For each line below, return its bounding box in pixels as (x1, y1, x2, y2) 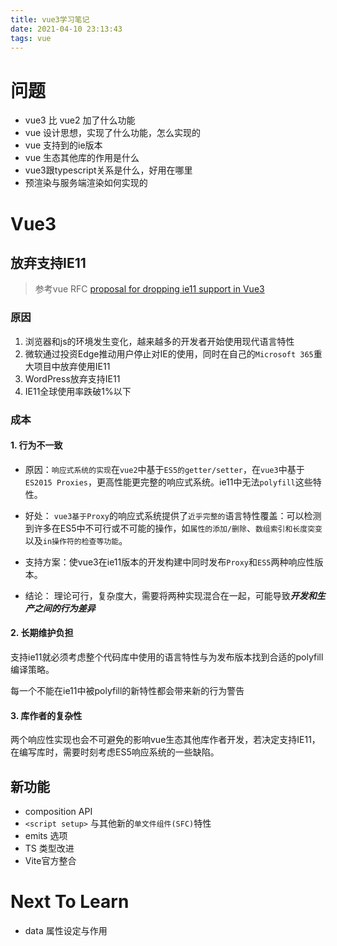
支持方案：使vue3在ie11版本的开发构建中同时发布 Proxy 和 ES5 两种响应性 (24, 556, 315, 568)
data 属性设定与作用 (24, 924, 108, 936)
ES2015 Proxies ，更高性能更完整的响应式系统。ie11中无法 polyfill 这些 (24, 476, 313, 488)
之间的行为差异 (33, 602, 96, 614)
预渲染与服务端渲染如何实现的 (24, 177, 148, 189)
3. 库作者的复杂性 (10, 709, 83, 721)
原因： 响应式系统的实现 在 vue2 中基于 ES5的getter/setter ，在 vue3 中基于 (24, 463, 305, 475)
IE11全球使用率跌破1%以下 (24, 385, 132, 397)
